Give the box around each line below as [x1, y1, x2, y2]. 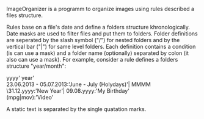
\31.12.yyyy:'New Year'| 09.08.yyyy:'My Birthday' [6, 87, 130, 94]
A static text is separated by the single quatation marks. [6, 106, 147, 112]
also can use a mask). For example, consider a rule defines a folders [6, 56, 178, 63]
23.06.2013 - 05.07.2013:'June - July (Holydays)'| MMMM [6, 81, 151, 88]
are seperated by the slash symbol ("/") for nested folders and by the [6, 37, 180, 43]
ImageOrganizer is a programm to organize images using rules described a [6, 5, 194, 12]
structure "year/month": [6, 62, 66, 70]
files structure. [6, 12, 43, 19]
